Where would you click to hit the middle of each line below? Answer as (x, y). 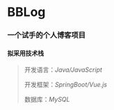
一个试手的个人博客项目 (46, 36)
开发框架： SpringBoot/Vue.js (66, 85)
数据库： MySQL (47, 100)
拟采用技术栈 (25, 53)
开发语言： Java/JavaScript (63, 70)
